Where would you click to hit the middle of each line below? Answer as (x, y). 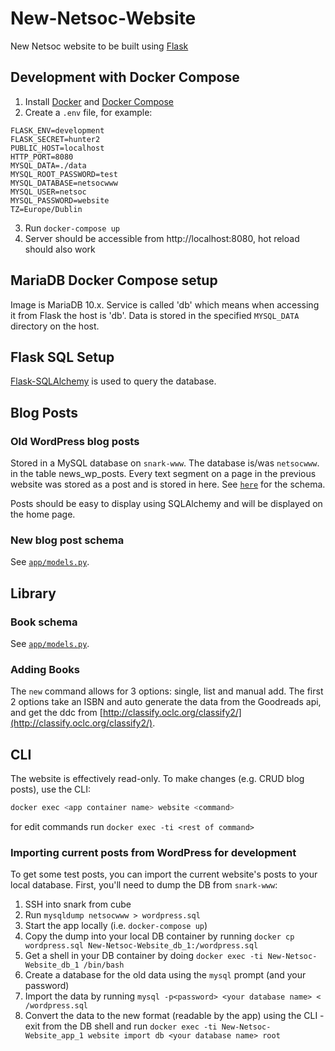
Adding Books (45, 669)
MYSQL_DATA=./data (48, 165)
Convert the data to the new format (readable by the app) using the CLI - (174, 1016)
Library (33, 593)
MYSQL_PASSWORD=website (60, 200)
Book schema (44, 622)
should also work (60, 249)
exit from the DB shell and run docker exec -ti (121, 1026)
